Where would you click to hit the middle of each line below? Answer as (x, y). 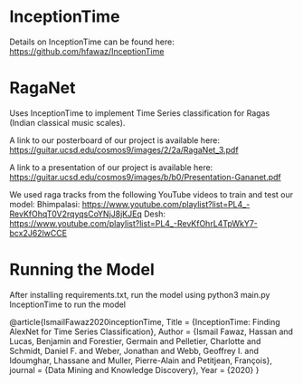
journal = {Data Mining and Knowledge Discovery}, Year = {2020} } (134, 370)
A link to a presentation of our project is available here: (111, 167)
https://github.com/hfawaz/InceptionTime (87, 51)
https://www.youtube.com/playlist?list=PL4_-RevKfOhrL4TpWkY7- (133, 223)
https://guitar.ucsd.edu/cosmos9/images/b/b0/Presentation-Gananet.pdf (146, 177)
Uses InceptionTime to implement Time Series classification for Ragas (140, 113)
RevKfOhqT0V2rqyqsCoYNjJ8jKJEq (76, 214)
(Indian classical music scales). (67, 122)
